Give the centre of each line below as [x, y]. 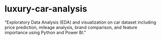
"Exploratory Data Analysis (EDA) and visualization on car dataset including [80, 22]
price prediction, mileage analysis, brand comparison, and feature [71, 27]
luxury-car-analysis [46, 9]
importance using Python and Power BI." [45, 32]
